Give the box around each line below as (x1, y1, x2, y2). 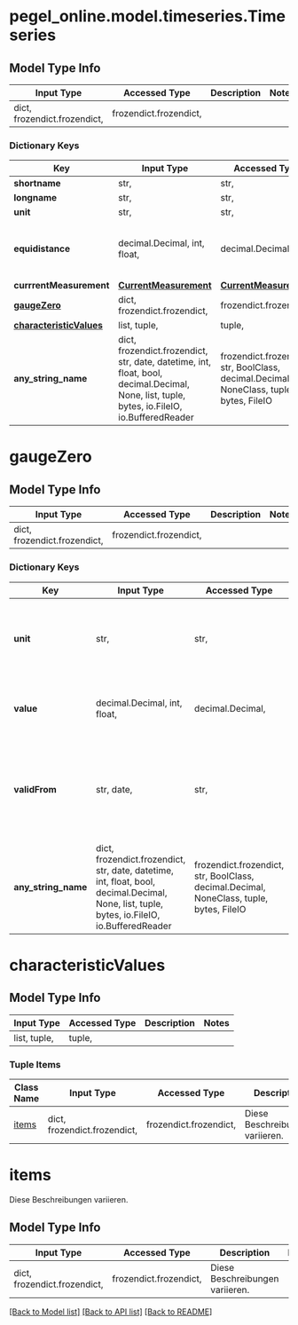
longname (13, 192, 58, 204)
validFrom (13, 783, 58, 795)
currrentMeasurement (13, 280, 110, 292)
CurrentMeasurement (118, 280, 212, 292)
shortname (13, 177, 61, 190)
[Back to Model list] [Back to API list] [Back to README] (9, 1306, 213, 1317)
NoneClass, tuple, (193, 892, 269, 904)
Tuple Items (9, 1058, 61, 1070)
